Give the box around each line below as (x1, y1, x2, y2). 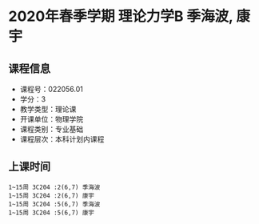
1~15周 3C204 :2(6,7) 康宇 (8, 191, 94, 200)
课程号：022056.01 (19, 85, 84, 94)
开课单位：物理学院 (19, 114, 84, 124)
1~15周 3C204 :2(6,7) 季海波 (8, 183, 101, 191)
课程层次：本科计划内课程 (19, 134, 105, 144)
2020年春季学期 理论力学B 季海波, (8, 7, 233, 26)
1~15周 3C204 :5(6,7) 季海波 (8, 200, 101, 208)
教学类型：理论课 (19, 105, 77, 114)
